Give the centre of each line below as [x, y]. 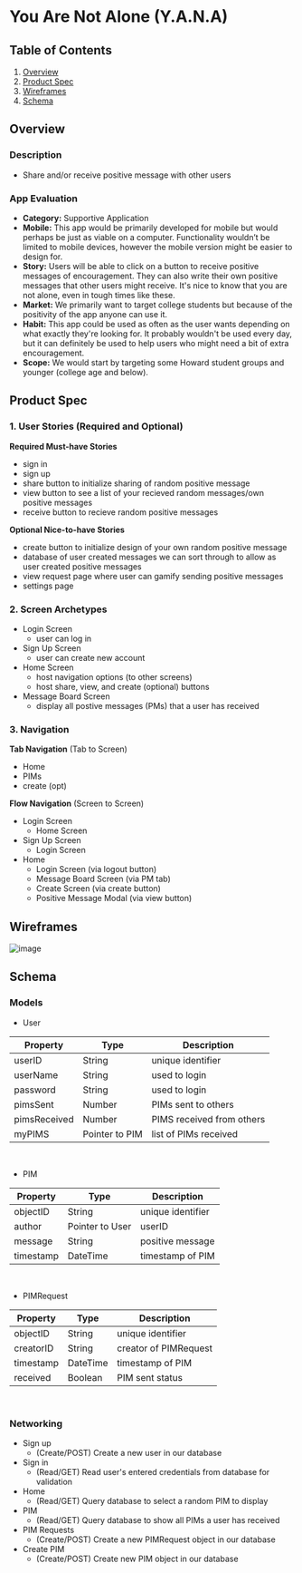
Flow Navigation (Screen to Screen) [77, 803]
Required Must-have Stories [63, 446]
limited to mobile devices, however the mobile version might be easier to [157, 247]
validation [54, 1482]
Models [26, 1003]
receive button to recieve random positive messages [120, 512]
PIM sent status [150, 1377]
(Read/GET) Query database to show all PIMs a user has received [158, 1520]
